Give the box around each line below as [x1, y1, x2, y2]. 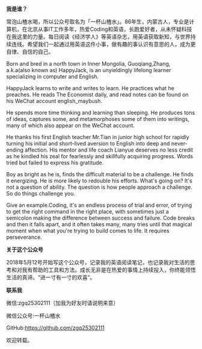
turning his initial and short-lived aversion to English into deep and [6, 140, 170, 147]
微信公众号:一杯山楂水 [6, 312, 61, 319]
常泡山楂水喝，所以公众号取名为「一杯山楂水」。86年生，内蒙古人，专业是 [6, 18, 189, 25]
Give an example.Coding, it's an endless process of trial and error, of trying [6, 202, 192, 209]
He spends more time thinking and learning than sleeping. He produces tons [6, 109, 195, 116]
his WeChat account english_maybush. [6, 97, 103, 104]
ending [6, 146, 24, 153]
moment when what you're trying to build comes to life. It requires [6, 227, 170, 234]
